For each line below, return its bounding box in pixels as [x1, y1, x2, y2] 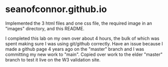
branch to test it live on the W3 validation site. [5, 56, 101, 62]
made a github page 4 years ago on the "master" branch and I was [5, 46, 144, 52]
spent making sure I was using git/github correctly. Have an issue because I [5, 40, 163, 46]
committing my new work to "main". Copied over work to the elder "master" [5, 51, 163, 57]
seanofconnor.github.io [5, 4, 107, 15]
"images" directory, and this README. [5, 25, 85, 31]
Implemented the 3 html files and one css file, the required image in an [5, 20, 152, 26]
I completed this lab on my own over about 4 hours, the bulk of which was [5, 35, 159, 41]
